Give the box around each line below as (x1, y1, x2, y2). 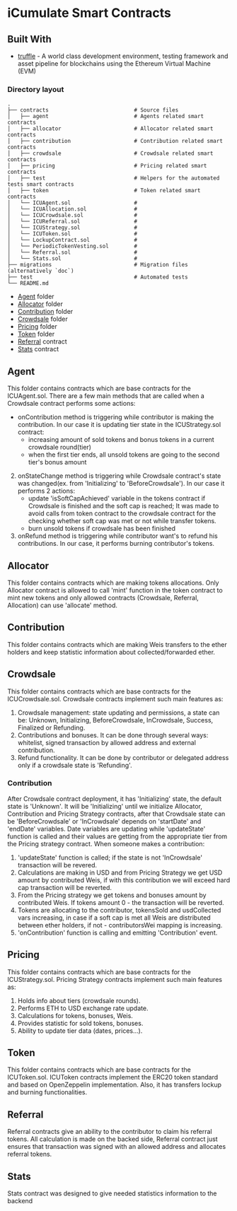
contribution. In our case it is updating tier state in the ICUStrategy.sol (17, 421, 221, 429)
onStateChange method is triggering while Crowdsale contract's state (17, 472, 221, 480)
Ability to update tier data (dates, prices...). (17, 1026, 143, 1035)
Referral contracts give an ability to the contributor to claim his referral (7, 1128, 212, 1136)
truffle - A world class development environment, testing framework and (17, 52, 229, 60)
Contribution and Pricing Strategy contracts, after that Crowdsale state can (7, 809, 226, 818)
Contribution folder (17, 308, 74, 316)
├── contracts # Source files (7, 107, 179, 114)
